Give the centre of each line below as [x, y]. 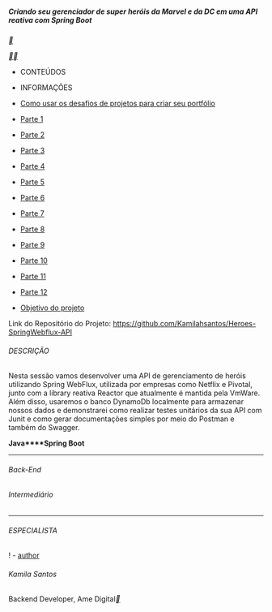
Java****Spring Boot [47, 443]
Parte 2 [32, 135]
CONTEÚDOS [43, 71]
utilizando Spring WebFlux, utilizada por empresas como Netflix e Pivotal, [131, 385]
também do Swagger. [44, 428]
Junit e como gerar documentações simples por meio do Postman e [121, 419]
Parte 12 [34, 291]
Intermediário [31, 494]
